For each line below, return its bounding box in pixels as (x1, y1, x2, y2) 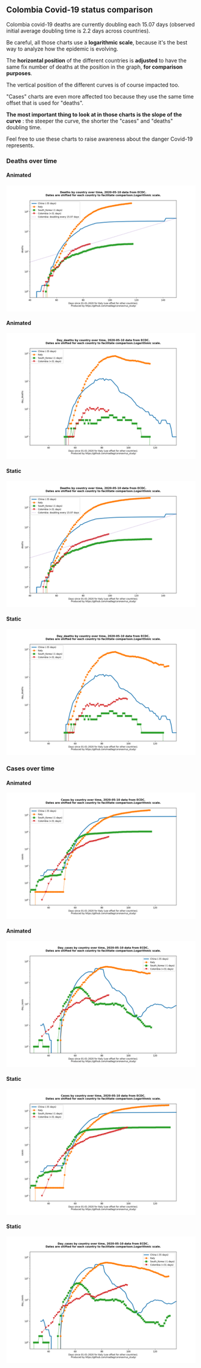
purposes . (6, 69, 32, 77)
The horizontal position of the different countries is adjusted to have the (6, 56, 187, 64)
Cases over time (6, 764, 55, 773)
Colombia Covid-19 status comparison (6, 5, 153, 15)
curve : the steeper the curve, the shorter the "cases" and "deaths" (6, 117, 173, 124)
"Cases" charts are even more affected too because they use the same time (6, 93, 194, 100)
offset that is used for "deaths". (6, 99, 84, 106)
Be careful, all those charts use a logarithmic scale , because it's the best (6, 38, 188, 46)
